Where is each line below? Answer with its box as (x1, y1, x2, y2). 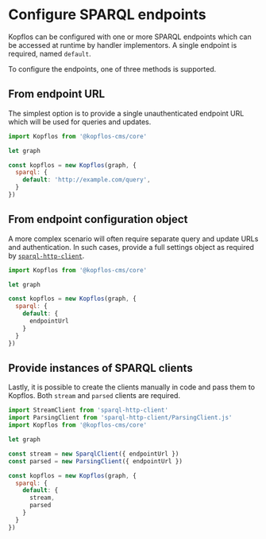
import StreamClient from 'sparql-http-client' (8, 406, 169, 415)
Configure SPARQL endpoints (8, 6, 206, 24)
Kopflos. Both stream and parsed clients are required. (8, 391, 181, 400)
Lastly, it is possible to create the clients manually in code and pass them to (8, 382, 256, 392)
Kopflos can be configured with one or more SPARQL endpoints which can (8, 32, 252, 41)
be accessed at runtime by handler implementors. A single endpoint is (8, 40, 237, 49)
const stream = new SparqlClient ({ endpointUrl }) (8, 450, 179, 458)
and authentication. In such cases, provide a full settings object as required (8, 242, 254, 252)
